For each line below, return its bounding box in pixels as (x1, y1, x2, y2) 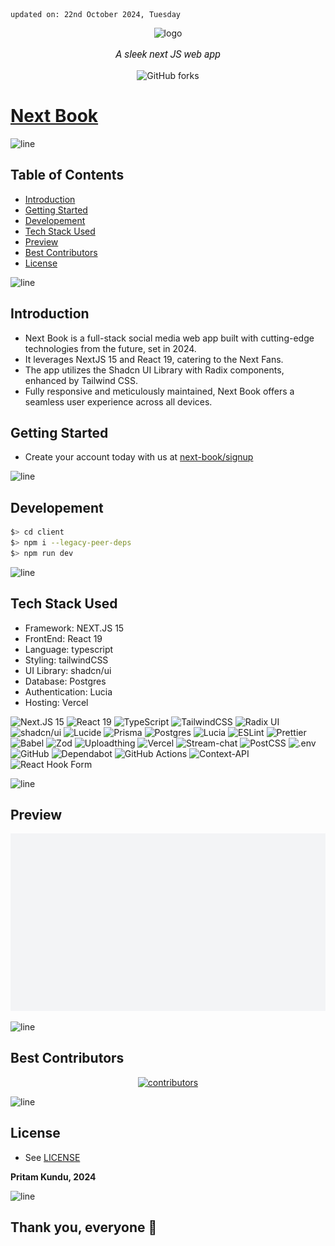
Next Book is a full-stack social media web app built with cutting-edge (24, 332, 315, 344)
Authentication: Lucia (24, 685, 113, 698)
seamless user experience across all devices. (24, 395, 213, 408)
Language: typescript (24, 643, 114, 655)
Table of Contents (10, 167, 125, 184)
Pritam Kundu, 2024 (10, 1170, 97, 1183)
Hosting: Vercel (24, 696, 89, 708)
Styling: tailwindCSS (24, 654, 109, 666)
